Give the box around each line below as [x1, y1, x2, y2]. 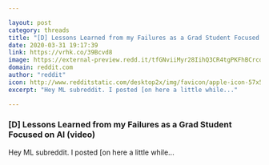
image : [8, 56, 30, 64]
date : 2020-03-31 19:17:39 [8, 41, 98, 49]
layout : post [8, 18, 52, 26]
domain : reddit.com [8, 63, 74, 72]
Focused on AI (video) [8, 129, 96, 140]
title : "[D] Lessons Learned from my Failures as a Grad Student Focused [8, 34, 260, 42]
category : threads [8, 26, 70, 34]
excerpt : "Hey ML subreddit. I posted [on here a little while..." [8, 86, 239, 94]
